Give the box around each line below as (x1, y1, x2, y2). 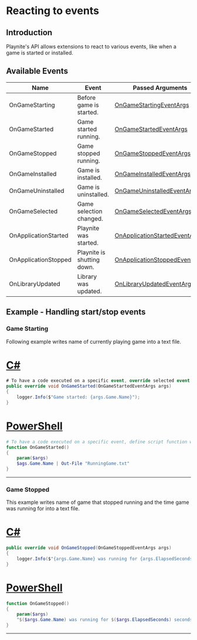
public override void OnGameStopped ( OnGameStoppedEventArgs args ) (6, 545, 172, 551)
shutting (77, 255, 100, 263)
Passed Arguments (133, 83, 188, 92)
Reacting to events (6, 4, 100, 18)
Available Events (6, 66, 69, 76)
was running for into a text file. (6, 505, 80, 512)
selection (77, 207, 103, 215)
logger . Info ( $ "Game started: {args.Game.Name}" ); (16, 394, 141, 400)
